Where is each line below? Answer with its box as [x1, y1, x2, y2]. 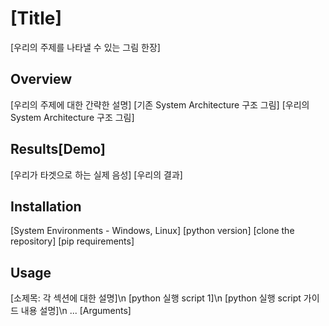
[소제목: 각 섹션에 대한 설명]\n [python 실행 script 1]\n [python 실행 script [10, 292, 302, 304]
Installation [10, 198, 82, 215]
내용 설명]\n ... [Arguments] [20, 305, 132, 317]
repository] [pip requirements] [10, 235, 135, 247]
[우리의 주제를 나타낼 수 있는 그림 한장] [10, 41, 161, 53]
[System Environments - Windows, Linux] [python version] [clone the [10, 225, 295, 237]
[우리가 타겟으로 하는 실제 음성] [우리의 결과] [10, 168, 183, 181]
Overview [10, 71, 73, 88]
